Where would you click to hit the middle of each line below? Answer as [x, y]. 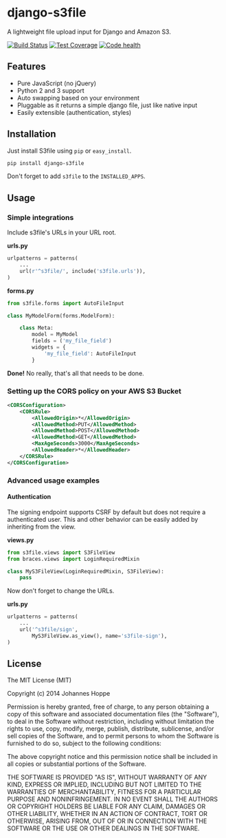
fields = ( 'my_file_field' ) [72, 341]
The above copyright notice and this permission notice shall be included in [112, 757]
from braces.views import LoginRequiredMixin [73, 559]
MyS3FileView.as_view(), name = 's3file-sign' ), [100, 636]
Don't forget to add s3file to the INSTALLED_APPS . [76, 176]
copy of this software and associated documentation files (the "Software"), [113, 714]
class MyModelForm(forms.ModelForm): [61, 316]
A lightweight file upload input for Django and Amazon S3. [89, 32]
